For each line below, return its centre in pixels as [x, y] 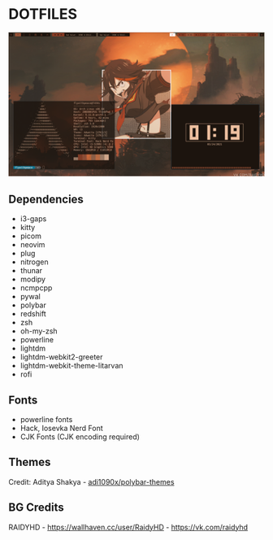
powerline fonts [46, 420]
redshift [33, 314]
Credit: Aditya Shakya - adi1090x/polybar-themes [91, 481]
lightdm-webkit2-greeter [61, 357]
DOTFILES [43, 14]
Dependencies [46, 199]
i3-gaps [33, 219]
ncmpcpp [36, 288]
